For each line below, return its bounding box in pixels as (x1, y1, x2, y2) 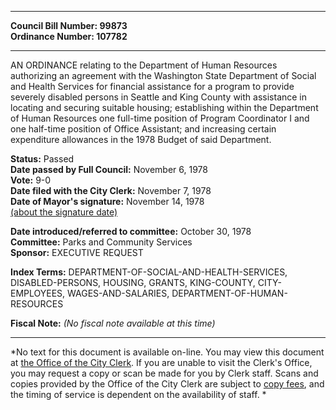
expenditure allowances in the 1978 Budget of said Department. (10, 134, 272, 145)
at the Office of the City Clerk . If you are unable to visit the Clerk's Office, (10, 357, 313, 368)
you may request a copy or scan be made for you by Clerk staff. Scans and (10, 367, 319, 379)
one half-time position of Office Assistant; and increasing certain (10, 123, 277, 135)
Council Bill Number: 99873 (10, 20, 128, 31)
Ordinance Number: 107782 (10, 31, 128, 42)
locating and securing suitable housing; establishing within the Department (10, 102, 319, 113)
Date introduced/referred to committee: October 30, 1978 (10, 226, 252, 237)
